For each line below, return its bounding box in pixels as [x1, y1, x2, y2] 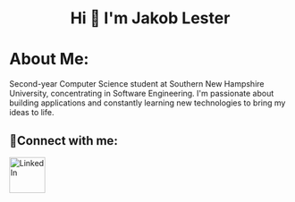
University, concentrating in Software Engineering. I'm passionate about [9, 88, 274, 99]
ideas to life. [9, 107, 55, 118]
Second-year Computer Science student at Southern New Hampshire [9, 79, 265, 89]
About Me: [9, 49, 89, 70]
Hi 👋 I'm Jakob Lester [70, 8, 231, 29]
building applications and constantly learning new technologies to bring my [9, 97, 286, 108]
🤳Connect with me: [9, 133, 118, 148]
